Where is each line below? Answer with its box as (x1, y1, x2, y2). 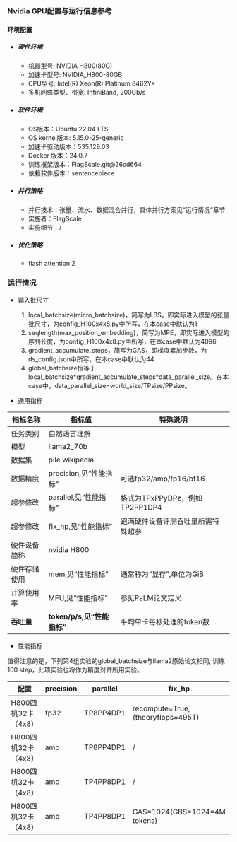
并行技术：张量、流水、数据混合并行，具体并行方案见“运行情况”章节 (28, 206, 226, 214)
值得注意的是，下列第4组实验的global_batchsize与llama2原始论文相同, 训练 (7, 656, 226, 665)
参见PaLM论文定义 (120, 592, 182, 602)
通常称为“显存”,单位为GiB (120, 569, 205, 579)
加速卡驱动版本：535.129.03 (28, 143, 110, 151)
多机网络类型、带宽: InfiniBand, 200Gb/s (28, 88, 146, 97)
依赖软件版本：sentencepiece (28, 169, 115, 177)
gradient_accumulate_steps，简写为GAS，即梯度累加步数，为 (28, 346, 207, 354)
